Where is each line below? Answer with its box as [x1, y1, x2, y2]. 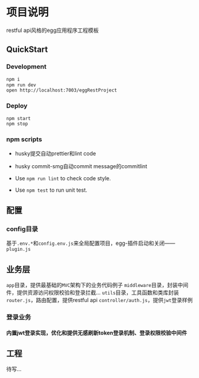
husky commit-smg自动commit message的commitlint [14, 162, 148, 169]
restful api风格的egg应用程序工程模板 [6, 27, 99, 34]
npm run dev [6, 82, 36, 88]
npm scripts [6, 135, 42, 143]
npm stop [6, 121, 28, 127]
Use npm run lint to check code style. [14, 174, 112, 181]
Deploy [6, 102, 28, 110]
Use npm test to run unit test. [14, 186, 87, 194]
